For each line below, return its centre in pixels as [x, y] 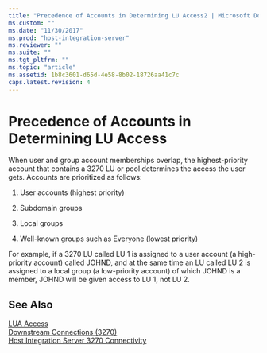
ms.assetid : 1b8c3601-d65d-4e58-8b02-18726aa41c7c [94, 75]
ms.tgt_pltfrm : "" [39, 60]
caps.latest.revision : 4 [49, 82]
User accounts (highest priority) [72, 192]
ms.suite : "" [30, 52]
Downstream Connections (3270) [63, 332]
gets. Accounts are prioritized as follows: [75, 177]
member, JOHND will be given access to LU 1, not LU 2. [99, 280]
